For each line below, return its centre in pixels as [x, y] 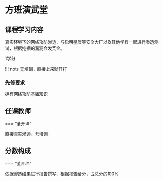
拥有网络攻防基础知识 [26, 94]
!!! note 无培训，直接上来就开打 [36, 69]
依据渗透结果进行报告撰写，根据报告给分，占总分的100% [62, 174]
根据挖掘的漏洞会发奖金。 [39, 48]
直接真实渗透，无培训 [26, 134]
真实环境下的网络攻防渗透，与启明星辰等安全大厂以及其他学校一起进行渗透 [80, 42]
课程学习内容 [24, 29]
